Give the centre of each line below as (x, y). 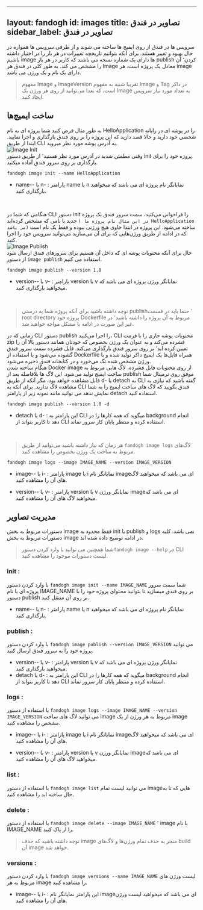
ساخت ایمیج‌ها (30, 116)
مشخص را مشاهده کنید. (34, 723)
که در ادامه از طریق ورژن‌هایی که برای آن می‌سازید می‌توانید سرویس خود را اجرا (97, 233)
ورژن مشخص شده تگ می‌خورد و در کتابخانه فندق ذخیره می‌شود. (79, 361)
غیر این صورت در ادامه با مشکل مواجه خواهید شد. (78, 323)
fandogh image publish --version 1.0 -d (58, 404)
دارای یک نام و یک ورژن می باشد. (44, 72)
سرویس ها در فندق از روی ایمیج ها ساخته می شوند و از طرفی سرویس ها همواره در (101, 46)
